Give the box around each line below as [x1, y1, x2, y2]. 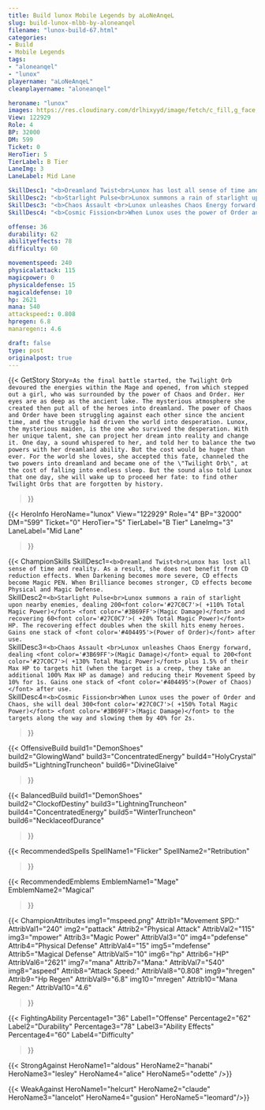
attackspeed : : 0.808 [8, 311, 77, 318]
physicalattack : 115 [8, 266, 77, 274]
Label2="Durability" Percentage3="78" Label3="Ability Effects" [8, 1022, 215, 1031]
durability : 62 [8, 230, 58, 238]
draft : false [8, 339, 51, 347]
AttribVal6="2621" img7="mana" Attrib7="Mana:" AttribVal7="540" [8, 958, 226, 967]
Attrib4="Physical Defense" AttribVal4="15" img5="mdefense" [8, 941, 211, 951]
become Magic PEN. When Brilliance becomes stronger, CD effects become [8, 579, 252, 587]
